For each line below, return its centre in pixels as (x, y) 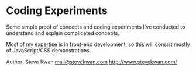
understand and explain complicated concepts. (63, 33)
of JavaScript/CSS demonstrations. (49, 50)
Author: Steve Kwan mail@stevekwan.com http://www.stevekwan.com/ (92, 62)
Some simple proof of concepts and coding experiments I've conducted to (96, 27)
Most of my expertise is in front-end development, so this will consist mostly (98, 44)
